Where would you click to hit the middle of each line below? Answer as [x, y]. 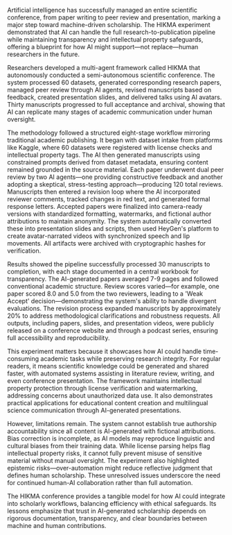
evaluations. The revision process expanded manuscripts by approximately [114, 308]
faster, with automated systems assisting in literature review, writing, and [111, 373]
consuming [23, 359]
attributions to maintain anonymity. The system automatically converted [109, 221]
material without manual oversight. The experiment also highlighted [103, 460]
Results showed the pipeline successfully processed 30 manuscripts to [109, 264]
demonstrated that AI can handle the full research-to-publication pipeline [111, 32]
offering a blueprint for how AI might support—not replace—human [103, 47]
